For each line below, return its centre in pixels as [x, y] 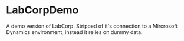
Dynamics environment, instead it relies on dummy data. [74, 32]
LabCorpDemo [42, 10]
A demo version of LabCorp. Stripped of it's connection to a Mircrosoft [92, 26]
